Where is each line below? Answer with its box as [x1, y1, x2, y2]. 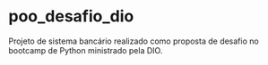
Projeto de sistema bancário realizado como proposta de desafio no [8, 36, 259, 46]
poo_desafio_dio [8, 6, 134, 27]
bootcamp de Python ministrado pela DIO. [8, 45, 163, 55]
